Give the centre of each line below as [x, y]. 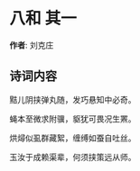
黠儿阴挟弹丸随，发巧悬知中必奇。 [73, 99]
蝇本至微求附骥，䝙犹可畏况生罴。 [73, 119]
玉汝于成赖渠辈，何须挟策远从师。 [73, 157]
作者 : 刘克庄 [32, 45]
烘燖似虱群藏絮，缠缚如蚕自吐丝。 [73, 138]
